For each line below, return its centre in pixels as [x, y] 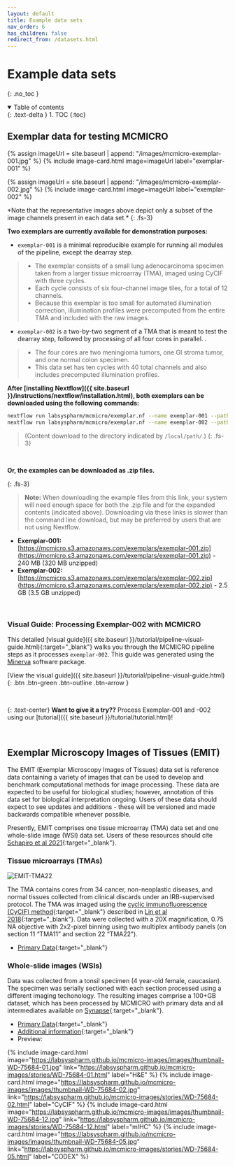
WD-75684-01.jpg [33, 1068]
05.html [18, 1157]
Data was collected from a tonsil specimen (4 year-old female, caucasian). [114, 981]
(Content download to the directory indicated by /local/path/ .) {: [118, 436]
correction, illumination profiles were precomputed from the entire [130, 310]
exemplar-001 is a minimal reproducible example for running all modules [120, 245]
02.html [18, 1105]
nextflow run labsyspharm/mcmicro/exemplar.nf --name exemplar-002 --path [119, 422]
